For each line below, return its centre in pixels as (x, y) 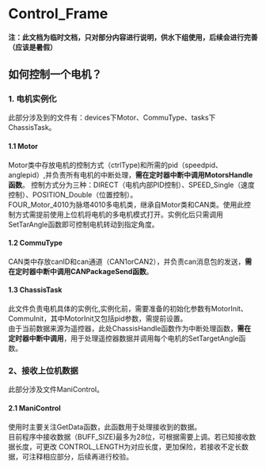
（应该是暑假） (32, 47)
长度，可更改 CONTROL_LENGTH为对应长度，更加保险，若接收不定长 (128, 446)
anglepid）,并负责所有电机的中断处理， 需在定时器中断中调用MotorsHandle (131, 174)
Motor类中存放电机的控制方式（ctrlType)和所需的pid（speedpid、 (116, 165)
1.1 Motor (23, 147)
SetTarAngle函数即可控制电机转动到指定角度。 (84, 224)
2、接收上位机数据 (44, 371)
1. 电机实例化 (32, 99)
